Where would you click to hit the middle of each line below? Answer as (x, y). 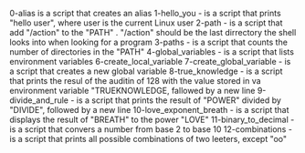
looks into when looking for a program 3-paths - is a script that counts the (148, 42)
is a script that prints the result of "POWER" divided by (179, 100)
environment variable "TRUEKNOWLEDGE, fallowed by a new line (132, 91)
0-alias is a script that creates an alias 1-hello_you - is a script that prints (145, 13)
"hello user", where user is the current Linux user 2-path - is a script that (146, 23)
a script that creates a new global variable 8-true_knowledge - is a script (146, 71)
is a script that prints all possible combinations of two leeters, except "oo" (148, 139)
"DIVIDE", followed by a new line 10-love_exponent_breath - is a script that (149, 110)
